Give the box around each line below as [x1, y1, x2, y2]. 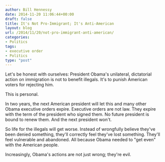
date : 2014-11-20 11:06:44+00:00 [5, 12, 74, 17]
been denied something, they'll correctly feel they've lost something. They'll [5, 131, 160, 137]
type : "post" [5, 58, 32, 63]
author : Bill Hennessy [5, 7, 52, 12]
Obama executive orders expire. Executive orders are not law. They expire [5, 106, 156, 112]
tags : [5, 44, 16, 49]
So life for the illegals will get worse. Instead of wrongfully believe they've [5, 126, 156, 132]
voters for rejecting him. [5, 82, 55, 88]
